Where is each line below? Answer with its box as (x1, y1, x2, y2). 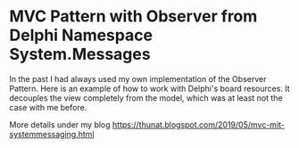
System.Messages (9, 45, 151, 64)
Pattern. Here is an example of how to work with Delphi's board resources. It (9, 83, 290, 94)
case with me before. (9, 102, 87, 112)
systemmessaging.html (9, 128, 95, 139)
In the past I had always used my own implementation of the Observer (9, 73, 267, 84)
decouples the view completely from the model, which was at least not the (9, 92, 283, 103)
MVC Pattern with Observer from (9, 6, 258, 27)
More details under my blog (9, 119, 111, 130)
